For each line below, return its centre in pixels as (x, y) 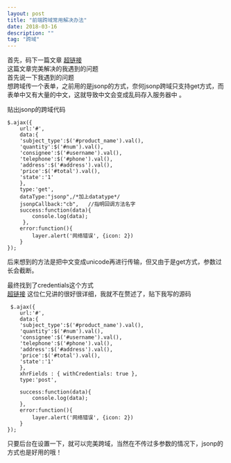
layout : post (26, 14)
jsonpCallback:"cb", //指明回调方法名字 (78, 204)
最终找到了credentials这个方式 (50, 285)
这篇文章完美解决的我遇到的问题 (53, 69)
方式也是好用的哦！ (35, 453)
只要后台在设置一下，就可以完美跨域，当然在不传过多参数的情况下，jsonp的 (115, 444)
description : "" (31, 33)
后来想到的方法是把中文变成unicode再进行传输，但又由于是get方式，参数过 (114, 262)
